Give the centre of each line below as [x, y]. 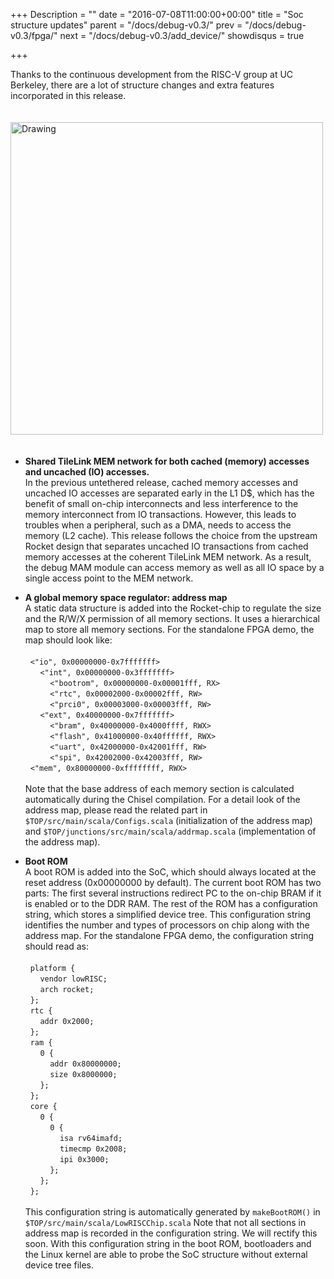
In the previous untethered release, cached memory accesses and [161, 482]
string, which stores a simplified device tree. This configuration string [168, 914]
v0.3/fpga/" [34, 35]
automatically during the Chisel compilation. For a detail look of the [162, 799]
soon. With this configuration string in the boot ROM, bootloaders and [168, 1243]
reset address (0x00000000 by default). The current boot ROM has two [173, 882]
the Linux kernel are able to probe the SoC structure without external [166, 1254]
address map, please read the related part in [116, 810]
